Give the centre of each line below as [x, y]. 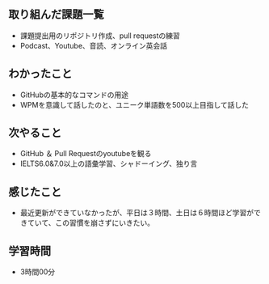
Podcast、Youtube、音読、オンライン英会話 [94, 45]
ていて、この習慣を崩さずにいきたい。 [91, 223]
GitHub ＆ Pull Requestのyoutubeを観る [86, 154]
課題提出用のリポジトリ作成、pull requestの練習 [100, 36]
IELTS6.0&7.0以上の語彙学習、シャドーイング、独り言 [109, 163]
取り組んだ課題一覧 [56, 15]
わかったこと [40, 74]
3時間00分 [38, 272]
